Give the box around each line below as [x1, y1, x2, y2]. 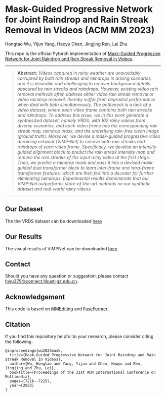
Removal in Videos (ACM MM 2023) [5, 25, 155, 36]
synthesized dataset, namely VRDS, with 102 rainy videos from [17, 117, 146, 123]
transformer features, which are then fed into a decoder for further [17, 170, 154, 176]
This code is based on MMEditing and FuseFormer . [5, 306, 109, 312]
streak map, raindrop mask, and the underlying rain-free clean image [17, 128, 159, 134]
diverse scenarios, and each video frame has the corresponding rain [17, 122, 158, 128]
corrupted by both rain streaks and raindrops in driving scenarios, [17, 75, 152, 81]
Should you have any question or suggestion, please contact [5, 273, 128, 279]
